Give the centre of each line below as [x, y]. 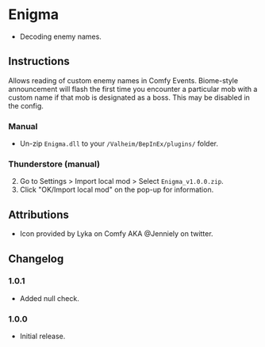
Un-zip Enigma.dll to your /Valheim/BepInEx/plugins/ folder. [119, 143]
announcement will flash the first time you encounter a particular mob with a [133, 89]
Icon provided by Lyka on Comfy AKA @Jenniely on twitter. [116, 234]
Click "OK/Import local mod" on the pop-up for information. [117, 190]
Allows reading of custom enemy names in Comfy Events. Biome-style [123, 80]
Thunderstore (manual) [54, 164]
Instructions [39, 61]
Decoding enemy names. [60, 36]
